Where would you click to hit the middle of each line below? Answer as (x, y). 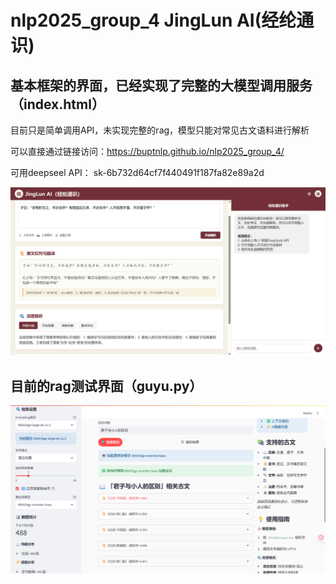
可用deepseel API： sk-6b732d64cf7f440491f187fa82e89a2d (137, 172)
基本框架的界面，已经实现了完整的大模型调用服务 (161, 85)
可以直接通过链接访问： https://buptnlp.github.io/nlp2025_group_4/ (147, 151)
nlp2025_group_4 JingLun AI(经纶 (153, 20)
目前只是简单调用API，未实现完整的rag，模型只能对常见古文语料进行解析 (160, 130)
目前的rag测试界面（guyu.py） (106, 386)
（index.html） (57, 104)
